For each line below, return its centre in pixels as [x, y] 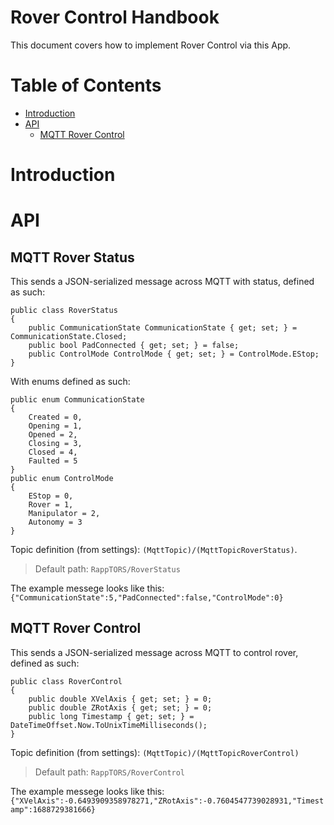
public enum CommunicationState [77, 400]
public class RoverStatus [64, 311]
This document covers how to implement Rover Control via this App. [151, 45]
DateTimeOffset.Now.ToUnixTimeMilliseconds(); [109, 725]
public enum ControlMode [62, 479]
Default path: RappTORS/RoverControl [110, 772]
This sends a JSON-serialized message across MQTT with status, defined [162, 282]
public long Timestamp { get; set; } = [111, 716]
